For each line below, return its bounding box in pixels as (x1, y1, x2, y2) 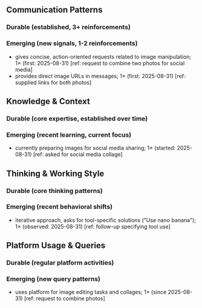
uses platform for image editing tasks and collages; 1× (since (15, 289, 167, 296)
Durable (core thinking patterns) (6, 186, 103, 195)
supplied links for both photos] (15, 79, 92, 86)
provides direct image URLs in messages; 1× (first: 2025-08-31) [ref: (15, 72, 186, 79)
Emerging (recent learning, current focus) (6, 130, 132, 139)
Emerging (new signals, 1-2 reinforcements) (6, 39, 138, 48)
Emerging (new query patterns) (6, 275, 101, 283)
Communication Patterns (6, 5, 103, 15)
